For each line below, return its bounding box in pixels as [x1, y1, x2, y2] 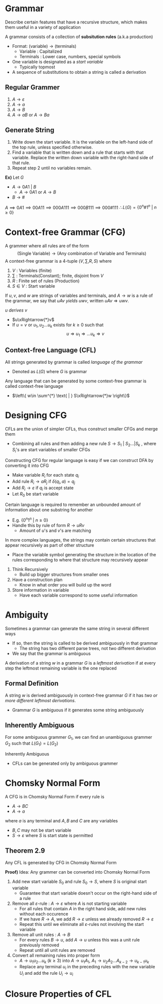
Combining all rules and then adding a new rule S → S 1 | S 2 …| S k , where [12, 440, 157, 447]
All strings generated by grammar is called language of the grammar [5, 359, 143, 365]
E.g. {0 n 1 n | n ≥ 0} [12, 516, 49, 523]
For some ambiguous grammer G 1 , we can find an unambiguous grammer [5, 734, 152, 741]
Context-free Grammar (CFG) [5, 227, 126, 238]
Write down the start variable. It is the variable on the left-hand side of [12, 139, 153, 145]
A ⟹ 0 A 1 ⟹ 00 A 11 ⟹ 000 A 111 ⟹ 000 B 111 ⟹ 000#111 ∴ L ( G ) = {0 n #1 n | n [5, 204, 157, 210]
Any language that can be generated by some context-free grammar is [5, 378, 147, 384]
